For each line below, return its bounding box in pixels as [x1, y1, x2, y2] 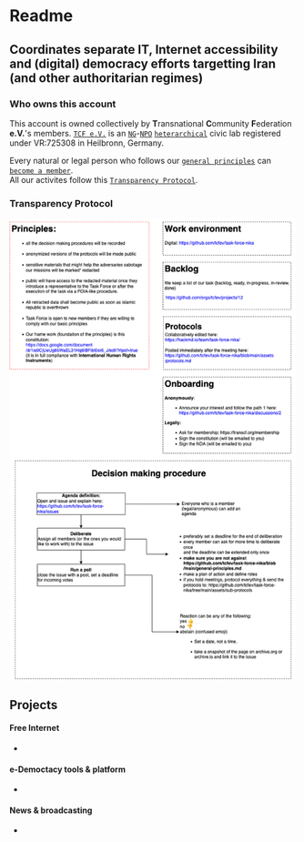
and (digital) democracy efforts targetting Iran [9, 56, 276, 71]
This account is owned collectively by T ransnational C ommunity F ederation [9, 117, 292, 128]
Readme [9, 5, 74, 26]
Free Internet [9, 723, 60, 734]
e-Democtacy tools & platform [9, 764, 126, 775]
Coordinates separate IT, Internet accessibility [9, 42, 279, 57]
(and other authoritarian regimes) [9, 70, 203, 86]
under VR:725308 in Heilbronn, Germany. [9, 137, 165, 148]
